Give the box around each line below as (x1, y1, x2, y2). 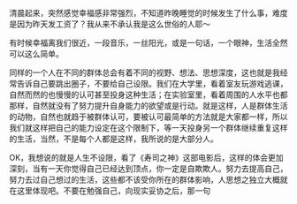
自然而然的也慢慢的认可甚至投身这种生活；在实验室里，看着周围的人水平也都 (9, 89, 288, 100)
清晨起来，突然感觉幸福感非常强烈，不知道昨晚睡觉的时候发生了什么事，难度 (9, 8, 288, 18)
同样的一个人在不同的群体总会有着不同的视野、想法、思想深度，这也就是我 (9, 67, 280, 78)
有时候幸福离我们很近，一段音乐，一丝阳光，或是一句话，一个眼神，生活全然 (9, 38, 288, 48)
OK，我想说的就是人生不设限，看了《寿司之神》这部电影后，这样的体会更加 (9, 153, 285, 162)
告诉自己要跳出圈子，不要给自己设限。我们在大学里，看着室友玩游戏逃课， (16, 79, 288, 88)
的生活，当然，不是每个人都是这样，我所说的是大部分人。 (9, 133, 218, 144)
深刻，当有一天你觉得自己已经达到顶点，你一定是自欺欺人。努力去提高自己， (9, 163, 288, 174)
